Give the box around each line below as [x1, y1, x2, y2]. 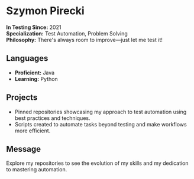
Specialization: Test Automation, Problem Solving [6, 30, 128, 37]
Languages [6, 53, 48, 63]
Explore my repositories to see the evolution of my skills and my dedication [6, 160, 189, 167]
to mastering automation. [6, 166, 67, 173]
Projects [6, 93, 38, 103]
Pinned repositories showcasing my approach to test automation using [14, 108, 187, 115]
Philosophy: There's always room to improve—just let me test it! [6, 36, 163, 43]
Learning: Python [14, 75, 58, 82]
